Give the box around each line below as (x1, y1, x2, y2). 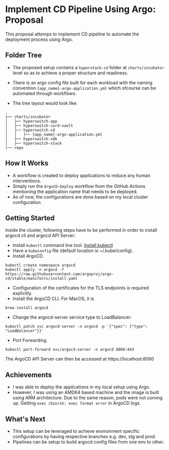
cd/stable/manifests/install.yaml (5, 276, 78, 281)
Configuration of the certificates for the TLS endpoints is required (12, 285, 149, 291)
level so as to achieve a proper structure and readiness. (12, 70, 129, 76)
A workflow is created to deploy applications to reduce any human (12, 172, 151, 178)
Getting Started (5, 214, 55, 222)
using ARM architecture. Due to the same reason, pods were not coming (12, 395, 163, 401)
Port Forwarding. (12, 337, 48, 343)
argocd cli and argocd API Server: (5, 232, 76, 238)
